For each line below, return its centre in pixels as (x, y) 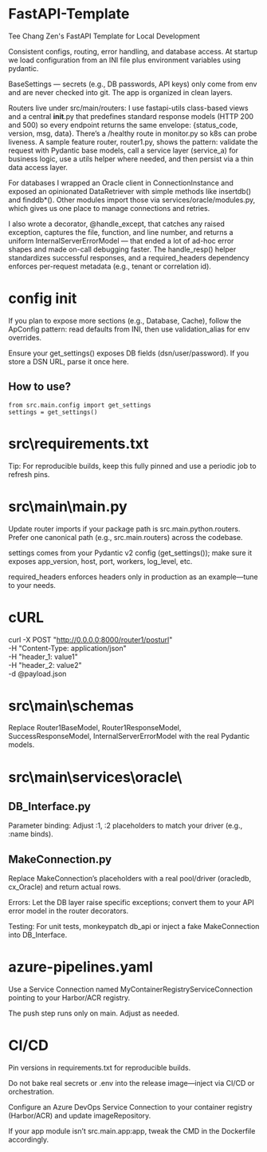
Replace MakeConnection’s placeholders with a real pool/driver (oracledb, (130, 879)
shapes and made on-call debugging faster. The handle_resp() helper (122, 249)
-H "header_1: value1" (43, 657)
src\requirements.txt (79, 443)
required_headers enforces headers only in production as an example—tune (133, 577)
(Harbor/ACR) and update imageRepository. (80, 1116)
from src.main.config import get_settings (80, 405)
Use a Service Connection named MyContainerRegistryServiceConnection (131, 989)
